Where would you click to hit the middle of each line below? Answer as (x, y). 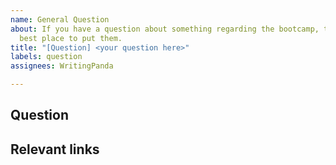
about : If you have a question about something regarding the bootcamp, (165, 29)
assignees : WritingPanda (62, 66)
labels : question (46, 57)
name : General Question (60, 19)
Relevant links (55, 149)
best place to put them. (71, 38)
